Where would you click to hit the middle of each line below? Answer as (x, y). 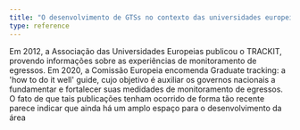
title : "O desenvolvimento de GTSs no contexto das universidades (135, 17)
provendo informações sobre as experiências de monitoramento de (133, 61)
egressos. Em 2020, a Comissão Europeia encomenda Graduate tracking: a (147, 70)
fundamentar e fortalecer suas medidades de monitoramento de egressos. (146, 89)
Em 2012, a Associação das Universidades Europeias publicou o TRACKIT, (146, 51)
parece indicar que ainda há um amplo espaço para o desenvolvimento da (146, 108)
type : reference (39, 26)
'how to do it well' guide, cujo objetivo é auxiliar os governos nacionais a (142, 79)
